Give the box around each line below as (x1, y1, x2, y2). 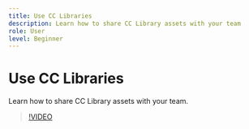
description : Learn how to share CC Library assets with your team (8, 19, 242, 28)
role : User (8, 27, 45, 35)
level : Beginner (8, 34, 63, 43)
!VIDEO (28, 112, 53, 122)
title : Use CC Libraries (8, 11, 92, 20)
